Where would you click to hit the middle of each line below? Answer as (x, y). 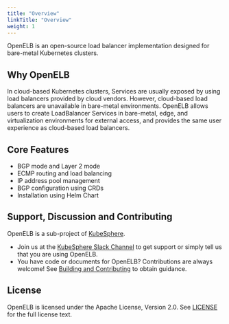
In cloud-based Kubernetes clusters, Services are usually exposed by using (114, 91)
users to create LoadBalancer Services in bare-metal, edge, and (98, 114)
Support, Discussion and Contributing (90, 217)
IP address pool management (59, 181)
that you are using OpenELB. (57, 254)
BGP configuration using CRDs (60, 188)
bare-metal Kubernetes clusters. (53, 53)
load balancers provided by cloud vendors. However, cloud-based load (107, 99)
